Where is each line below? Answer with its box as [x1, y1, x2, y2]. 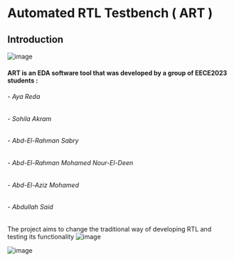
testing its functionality [7, 232, 75, 241]
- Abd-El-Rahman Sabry [7, 137, 80, 145]
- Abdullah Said [7, 203, 53, 211]
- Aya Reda [7, 93, 41, 101]
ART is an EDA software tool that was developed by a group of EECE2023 [7, 68, 228, 77]
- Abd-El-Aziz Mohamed [7, 180, 80, 189]
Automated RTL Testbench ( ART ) [7, 5, 213, 21]
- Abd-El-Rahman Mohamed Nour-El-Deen [7, 159, 134, 167]
